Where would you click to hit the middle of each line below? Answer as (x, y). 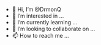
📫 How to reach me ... (40, 36)
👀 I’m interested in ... (38, 16)
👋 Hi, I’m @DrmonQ (36, 9)
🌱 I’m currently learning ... (45, 22)
